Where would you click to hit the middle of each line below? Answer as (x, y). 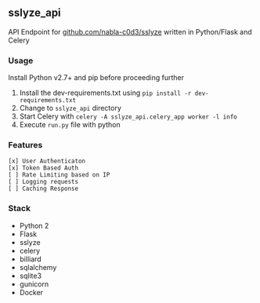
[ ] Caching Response (43, 189)
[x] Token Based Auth (43, 168)
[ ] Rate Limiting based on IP (59, 175)
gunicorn (34, 284)
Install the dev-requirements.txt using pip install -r (105, 93)
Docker (31, 292)
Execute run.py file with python (70, 125)
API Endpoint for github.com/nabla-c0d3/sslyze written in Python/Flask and (130, 31)
